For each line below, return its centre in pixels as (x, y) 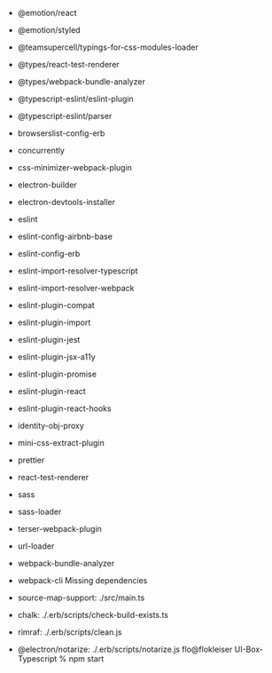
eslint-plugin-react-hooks (65, 408)
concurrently (41, 150)
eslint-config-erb (49, 253)
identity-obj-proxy (51, 426)
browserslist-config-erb (61, 133)
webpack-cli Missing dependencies (82, 580)
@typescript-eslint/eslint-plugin (76, 99)
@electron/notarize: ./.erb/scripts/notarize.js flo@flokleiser (125, 649)
